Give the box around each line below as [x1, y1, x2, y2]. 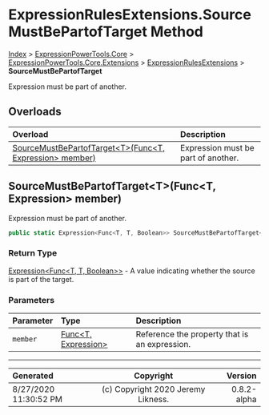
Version [226, 370, 257, 381]
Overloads [8, 105, 62, 119]
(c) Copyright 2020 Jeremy [101, 384, 206, 395]
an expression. [135, 339, 191, 350]
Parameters [8, 294, 54, 305]
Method [150, 22, 204, 41]
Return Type [8, 248, 58, 259]
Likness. [138, 394, 170, 405]
